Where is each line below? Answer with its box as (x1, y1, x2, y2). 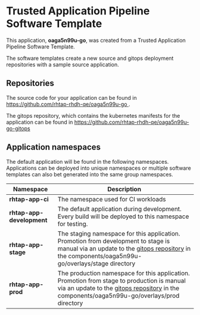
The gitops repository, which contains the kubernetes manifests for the (6, 112, 180, 119)
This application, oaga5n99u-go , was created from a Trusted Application (6, 36, 186, 44)
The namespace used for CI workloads (57, 195, 166, 203)
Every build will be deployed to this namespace (57, 212, 189, 221)
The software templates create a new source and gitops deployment (6, 54, 174, 62)
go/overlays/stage (57, 259, 109, 267)
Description (107, 185, 142, 193)
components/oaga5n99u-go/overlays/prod (57, 291, 180, 299)
